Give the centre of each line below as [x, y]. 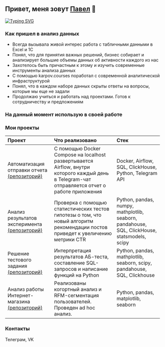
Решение [18, 254]
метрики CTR [70, 240]
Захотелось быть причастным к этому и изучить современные [78, 65]
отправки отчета [27, 170]
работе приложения [78, 192]
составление [69, 263]
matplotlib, [129, 299]
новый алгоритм [73, 221]
